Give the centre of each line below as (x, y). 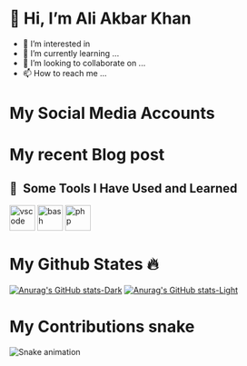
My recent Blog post (87, 155)
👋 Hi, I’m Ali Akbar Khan (100, 19)
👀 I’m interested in (56, 44)
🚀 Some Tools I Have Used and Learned (123, 188)
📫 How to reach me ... (64, 73)
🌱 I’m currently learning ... (71, 53)
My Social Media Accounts (112, 114)
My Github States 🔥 (84, 265)
